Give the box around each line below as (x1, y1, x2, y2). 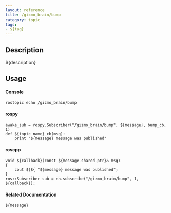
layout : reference (5, 7, 45, 13)
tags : (5, 22, 17, 27)
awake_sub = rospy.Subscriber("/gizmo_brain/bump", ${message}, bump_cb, (5, 122, 167, 128)
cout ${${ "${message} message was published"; (14, 167, 118, 172)
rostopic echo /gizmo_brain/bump (5, 100, 77, 105)
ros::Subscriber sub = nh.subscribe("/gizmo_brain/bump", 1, (5, 176, 139, 181)
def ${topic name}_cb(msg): (5, 131, 66, 136)
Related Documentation (5, 191, 57, 198)
